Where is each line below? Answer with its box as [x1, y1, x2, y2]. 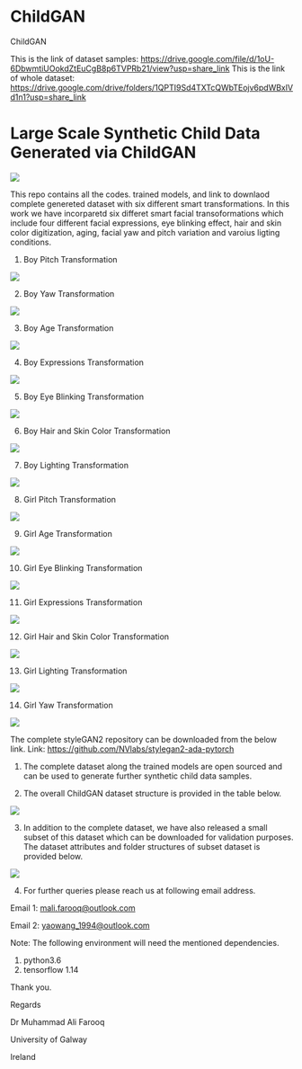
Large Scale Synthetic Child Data [10, 123, 261, 144]
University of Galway [10, 1034, 88, 1045]
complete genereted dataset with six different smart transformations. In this [10, 198, 290, 209]
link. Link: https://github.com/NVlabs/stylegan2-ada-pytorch [10, 744, 235, 754]
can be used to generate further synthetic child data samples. [22, 771, 253, 781]
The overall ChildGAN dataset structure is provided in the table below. [22, 788, 282, 798]
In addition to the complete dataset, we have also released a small [22, 822, 268, 833]
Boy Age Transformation [22, 322, 114, 334]
